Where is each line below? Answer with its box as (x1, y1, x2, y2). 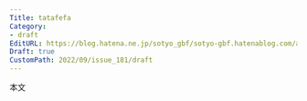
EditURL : (9, 38, 43, 48)
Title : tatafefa (9, 13, 71, 23)
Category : (9, 22, 48, 31)
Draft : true (9, 47, 55, 56)
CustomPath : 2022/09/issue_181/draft (9, 56, 153, 65)
